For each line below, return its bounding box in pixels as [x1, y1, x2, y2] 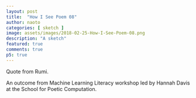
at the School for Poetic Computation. [6, 85, 97, 92]
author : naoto [6, 19, 41, 25]
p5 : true [6, 52, 27, 58]
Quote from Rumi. [6, 68, 49, 75]
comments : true [6, 47, 43, 52]
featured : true [6, 41, 43, 47]
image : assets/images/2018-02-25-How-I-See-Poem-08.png [6, 30, 145, 36]
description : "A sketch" [6, 36, 67, 41]
